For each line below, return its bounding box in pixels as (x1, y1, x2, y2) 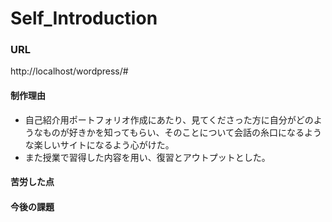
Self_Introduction (10, 7, 158, 30)
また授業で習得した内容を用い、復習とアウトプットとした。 (24, 151, 271, 163)
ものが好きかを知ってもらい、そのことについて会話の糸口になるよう (42, 126, 322, 138)
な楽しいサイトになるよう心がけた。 (24, 138, 175, 151)
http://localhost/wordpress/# (10, 65, 129, 77)
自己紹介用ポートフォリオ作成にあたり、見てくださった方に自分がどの (24, 113, 314, 126)
